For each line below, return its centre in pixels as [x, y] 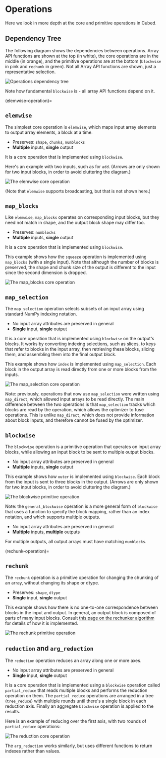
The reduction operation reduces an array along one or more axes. [73, 661]
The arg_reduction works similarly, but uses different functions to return [79, 746]
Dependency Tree [33, 39]
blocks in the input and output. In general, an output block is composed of [81, 612]
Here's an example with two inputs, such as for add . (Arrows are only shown [83, 166]
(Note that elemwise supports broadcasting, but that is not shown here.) [78, 191]
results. [13, 711]
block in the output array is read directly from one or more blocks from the [81, 370]
